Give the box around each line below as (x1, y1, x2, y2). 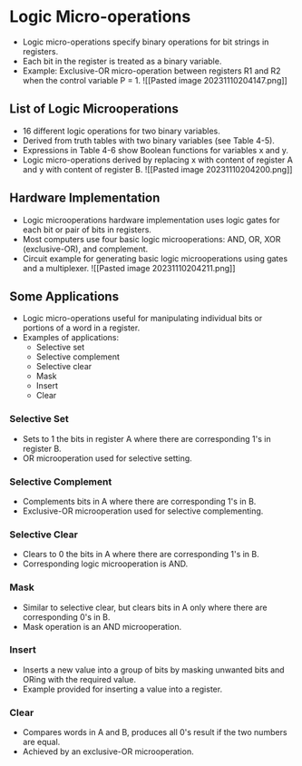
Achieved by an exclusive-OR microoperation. (22, 746, 194, 757)
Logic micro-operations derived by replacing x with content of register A (22, 154, 293, 165)
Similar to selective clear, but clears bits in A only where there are (22, 602, 268, 613)
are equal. (22, 737, 61, 748)
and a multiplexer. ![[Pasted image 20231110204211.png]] (22, 262, 236, 273)
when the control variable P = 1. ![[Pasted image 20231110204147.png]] (22, 74, 287, 85)
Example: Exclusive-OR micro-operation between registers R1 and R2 (22, 65, 281, 76)
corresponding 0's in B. (22, 611, 111, 623)
